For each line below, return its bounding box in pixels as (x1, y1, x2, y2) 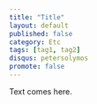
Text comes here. (9, 85, 73, 97)
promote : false (9, 63, 65, 71)
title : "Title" (9, 12, 65, 22)
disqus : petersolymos (9, 54, 89, 63)
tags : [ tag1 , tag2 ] (9, 46, 81, 55)
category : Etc (9, 37, 62, 47)
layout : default (9, 21, 69, 30)
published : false (9, 29, 73, 38)
